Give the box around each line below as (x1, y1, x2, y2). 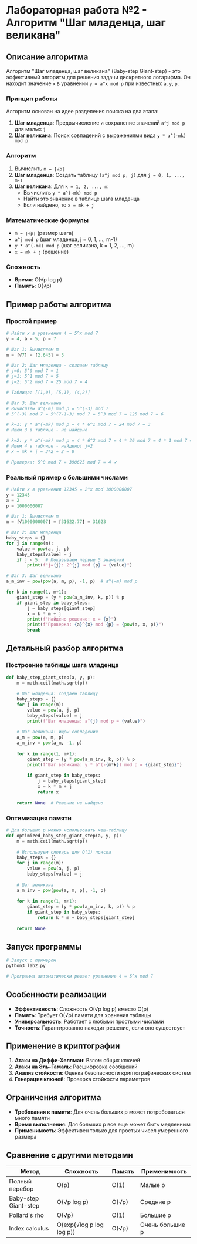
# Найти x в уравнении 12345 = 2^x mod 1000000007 (6, 486, 133, 492)
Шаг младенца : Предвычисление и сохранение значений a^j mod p (14, 119, 185, 126)
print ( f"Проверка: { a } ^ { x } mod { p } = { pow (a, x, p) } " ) (27, 622, 164, 628)
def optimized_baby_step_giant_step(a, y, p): (6, 833, 122, 839)
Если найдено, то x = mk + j (23, 201, 95, 209)
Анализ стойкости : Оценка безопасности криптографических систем (14, 1069, 191, 1076)
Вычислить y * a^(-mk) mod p (23, 189, 97, 196)
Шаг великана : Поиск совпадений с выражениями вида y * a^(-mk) (14, 132, 186, 139)
